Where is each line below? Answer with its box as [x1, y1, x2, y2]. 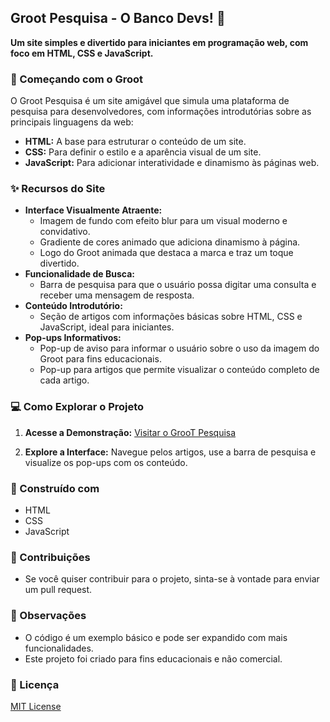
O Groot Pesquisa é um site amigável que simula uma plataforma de [10, 95, 290, 107]
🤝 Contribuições [10, 550, 91, 564]
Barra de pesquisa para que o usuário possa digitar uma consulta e [39, 279, 317, 291]
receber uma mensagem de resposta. [39, 289, 195, 301]
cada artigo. [39, 374, 90, 386]
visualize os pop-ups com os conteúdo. [24, 456, 188, 468]
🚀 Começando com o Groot [10, 72, 144, 86]
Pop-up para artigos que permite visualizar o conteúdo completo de [39, 364, 320, 376]
